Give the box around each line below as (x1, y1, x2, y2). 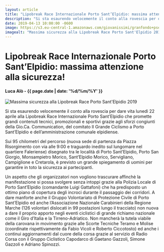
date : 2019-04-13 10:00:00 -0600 (5, 21, 73, 26)
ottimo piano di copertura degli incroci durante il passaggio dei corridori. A (5, 189, 155, 195)
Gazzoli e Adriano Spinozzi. (5, 241, 61, 247)
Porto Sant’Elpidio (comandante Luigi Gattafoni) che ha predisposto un (5, 184, 147, 190)
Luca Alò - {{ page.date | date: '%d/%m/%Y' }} (5, 88, 103, 94)
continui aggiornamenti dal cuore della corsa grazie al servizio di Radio (5, 231, 148, 237)
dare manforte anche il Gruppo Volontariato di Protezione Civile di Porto (5, 195, 149, 201)
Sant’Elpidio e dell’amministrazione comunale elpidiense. (5, 129, 119, 135)
